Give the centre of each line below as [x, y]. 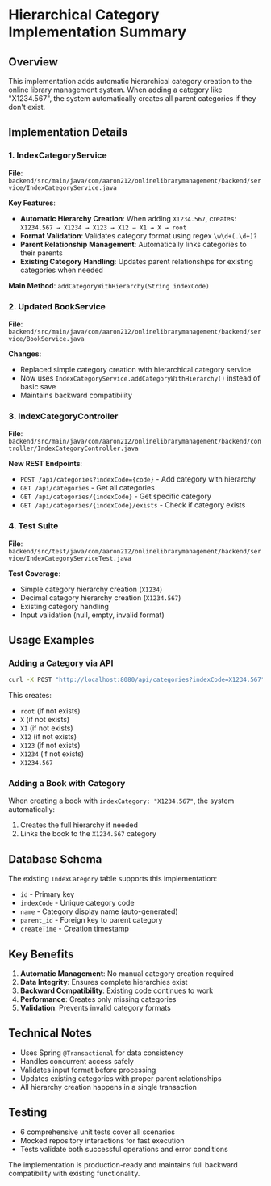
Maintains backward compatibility [76, 395]
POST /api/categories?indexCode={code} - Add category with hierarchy [138, 479]
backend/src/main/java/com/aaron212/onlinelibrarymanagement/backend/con [135, 442]
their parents [41, 253]
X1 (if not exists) [47, 728]
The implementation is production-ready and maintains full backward [123, 1164]
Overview [33, 62]
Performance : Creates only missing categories [98, 999]
